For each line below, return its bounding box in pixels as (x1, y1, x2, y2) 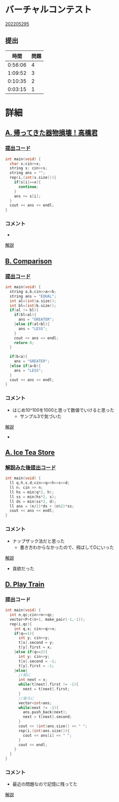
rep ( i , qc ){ (9, 621, 32, 626)
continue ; (18, 184, 39, 189)
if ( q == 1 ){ (14, 631, 35, 636)
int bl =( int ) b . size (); (9, 303, 57, 308)
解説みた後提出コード (5, 464, 56, 471)
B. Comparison (5, 257, 52, 266)
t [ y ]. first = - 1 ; (18, 663, 55, 668)
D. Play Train (5, 580, 45, 588)
